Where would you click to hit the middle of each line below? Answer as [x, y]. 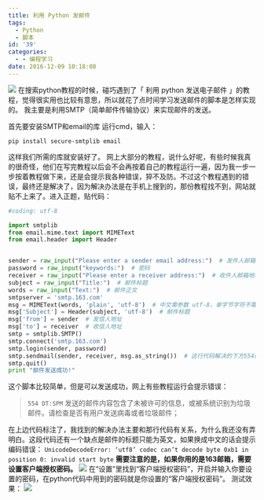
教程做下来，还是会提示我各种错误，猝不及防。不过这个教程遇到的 [135, 176]
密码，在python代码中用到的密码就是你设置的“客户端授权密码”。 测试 [134, 479]
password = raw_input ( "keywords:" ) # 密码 [79, 268]
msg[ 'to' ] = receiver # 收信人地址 [65, 327]
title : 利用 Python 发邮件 [49, 15]
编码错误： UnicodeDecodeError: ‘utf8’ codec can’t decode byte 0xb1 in [128, 450]
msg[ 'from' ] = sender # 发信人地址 [65, 319]
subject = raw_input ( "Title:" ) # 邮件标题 [78, 283]
